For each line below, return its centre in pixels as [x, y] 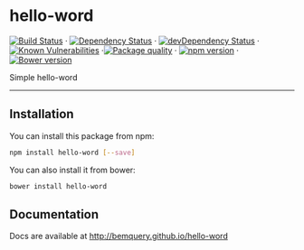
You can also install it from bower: [72, 170]
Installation [42, 114]
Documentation [54, 214]
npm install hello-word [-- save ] [72, 153]
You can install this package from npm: [82, 135]
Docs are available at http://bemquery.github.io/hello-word [119, 236]
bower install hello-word [58, 186]
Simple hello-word [43, 77]
